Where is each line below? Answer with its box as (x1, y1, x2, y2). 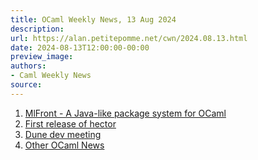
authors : (10, 61, 47, 71)
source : (10, 80, 43, 90)
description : (10, 24, 65, 34)
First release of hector (24, 117, 117, 130)
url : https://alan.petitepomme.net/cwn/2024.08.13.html (10, 33, 248, 43)
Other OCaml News (24, 139, 105, 151)
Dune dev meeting (24, 128, 102, 140)
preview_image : (10, 52, 74, 62)
